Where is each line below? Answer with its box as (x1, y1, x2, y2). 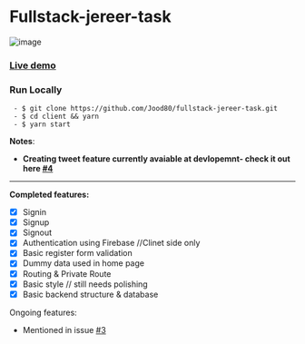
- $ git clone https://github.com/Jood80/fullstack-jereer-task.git (13, 104, 279, 113)
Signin (22, 207, 47, 218)
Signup (22, 217, 50, 228)
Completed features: (9, 189, 90, 201)
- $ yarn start (13, 120, 71, 129)
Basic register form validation (22, 248, 133, 259)
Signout (22, 227, 53, 238)
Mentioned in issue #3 (22, 324, 106, 335)
